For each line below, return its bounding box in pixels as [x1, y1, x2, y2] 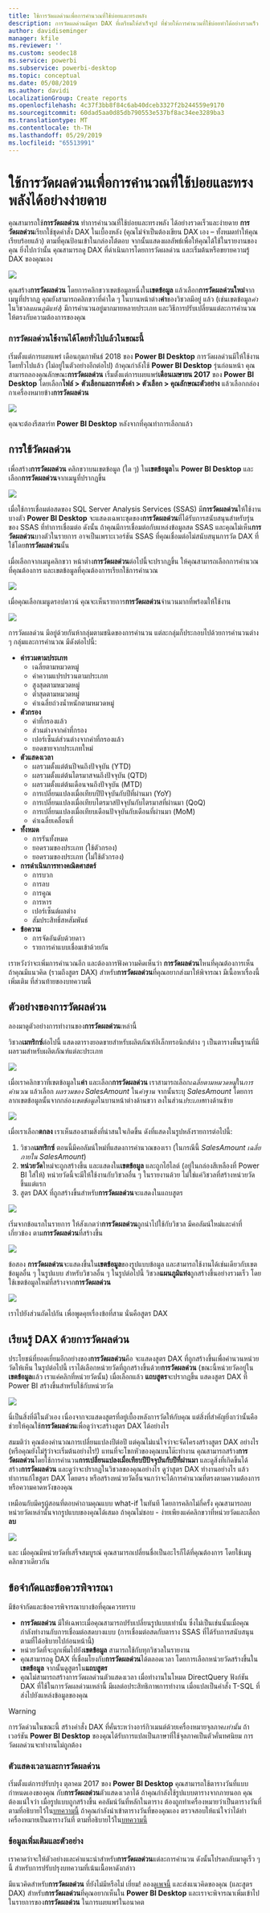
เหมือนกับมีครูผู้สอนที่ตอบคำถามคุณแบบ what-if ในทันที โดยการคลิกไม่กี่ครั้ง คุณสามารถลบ [8, 1498, 252, 1508]
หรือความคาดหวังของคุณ [8, 1482, 73, 1492]
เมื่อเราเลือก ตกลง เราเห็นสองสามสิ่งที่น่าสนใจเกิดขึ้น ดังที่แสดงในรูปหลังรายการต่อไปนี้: [8, 1127, 233, 1137]
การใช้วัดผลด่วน [8, 443, 72, 457]
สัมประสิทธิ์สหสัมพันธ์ [31, 915, 88, 924]
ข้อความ [19, 924, 42, 933]
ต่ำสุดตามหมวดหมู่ [31, 689, 80, 698]
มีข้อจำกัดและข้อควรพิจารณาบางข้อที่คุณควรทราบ [8, 1601, 136, 1612]
